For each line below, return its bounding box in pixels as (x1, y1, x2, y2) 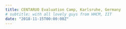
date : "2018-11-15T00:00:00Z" (5, 16, 69, 21)
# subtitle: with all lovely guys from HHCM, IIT (5, 12, 112, 17)
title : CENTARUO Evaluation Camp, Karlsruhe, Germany (5, 7, 121, 12)
